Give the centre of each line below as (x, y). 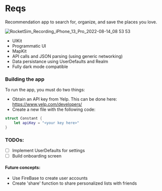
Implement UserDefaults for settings (48, 151)
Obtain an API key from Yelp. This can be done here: (64, 99)
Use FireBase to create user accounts (50, 178)
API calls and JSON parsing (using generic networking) (67, 56)
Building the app (25, 79)
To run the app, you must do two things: (45, 90)
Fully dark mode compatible (40, 67)
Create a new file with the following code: (54, 109)
